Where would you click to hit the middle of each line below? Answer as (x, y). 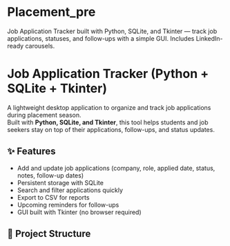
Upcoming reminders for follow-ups (68, 205)
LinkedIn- (209, 38)
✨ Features (31, 152)
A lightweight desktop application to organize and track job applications (109, 107)
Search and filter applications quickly (70, 190)
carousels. (40, 46)
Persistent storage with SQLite (60, 182)
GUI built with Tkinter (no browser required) (79, 212)
